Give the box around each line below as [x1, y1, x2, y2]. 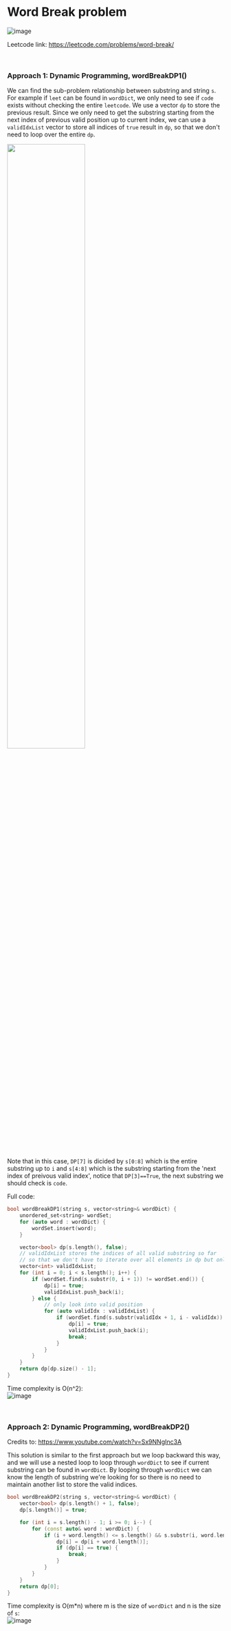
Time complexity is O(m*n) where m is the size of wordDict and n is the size [7, 1602, 221, 1610]
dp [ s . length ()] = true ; [19, 1506, 88, 1514]
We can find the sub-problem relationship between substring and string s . [7, 87, 217, 95]
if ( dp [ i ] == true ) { [56, 1544, 118, 1552]
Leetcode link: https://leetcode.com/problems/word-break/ [7, 40, 174, 48]
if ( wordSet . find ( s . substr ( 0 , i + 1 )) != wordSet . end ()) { [32, 1276, 205, 1282]
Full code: [7, 1192, 35, 1201]
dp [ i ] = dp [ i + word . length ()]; [56, 1538, 149, 1545]
